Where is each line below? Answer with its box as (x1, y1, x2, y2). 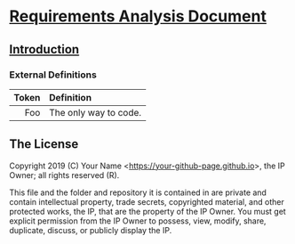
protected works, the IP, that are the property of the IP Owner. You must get (9, 206, 286, 216)
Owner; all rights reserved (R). (9, 169, 120, 180)
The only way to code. (48, 106, 142, 118)
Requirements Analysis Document (9, 6, 267, 27)
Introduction (9, 42, 80, 57)
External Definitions (9, 69, 98, 81)
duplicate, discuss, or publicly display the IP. (9, 224, 172, 235)
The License (9, 136, 79, 152)
